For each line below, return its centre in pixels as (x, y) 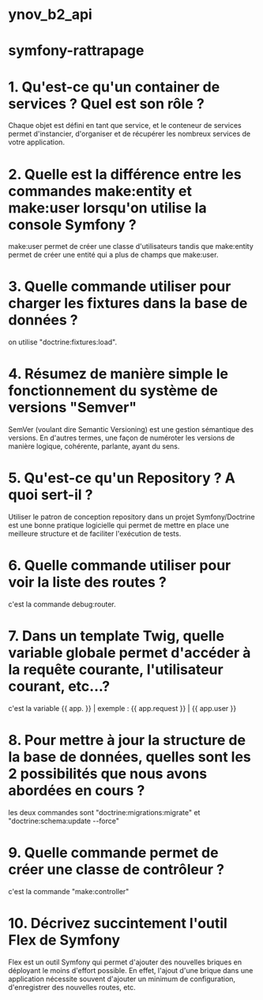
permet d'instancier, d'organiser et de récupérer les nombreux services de (130, 134)
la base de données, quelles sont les (130, 757)
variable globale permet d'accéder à (130, 653)
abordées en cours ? (77, 791)
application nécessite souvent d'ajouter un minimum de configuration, (122, 979)
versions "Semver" (72, 408)
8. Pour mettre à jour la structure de (127, 741)
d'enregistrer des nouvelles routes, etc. (72, 987)
